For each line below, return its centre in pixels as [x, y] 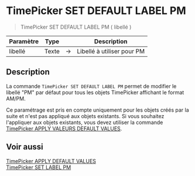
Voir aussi [25, 147]
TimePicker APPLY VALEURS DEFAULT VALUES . [64, 128]
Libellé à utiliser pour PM [111, 51]
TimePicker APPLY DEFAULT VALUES [51, 161]
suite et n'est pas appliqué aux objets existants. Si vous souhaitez [85, 116]
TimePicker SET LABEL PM [39, 167]
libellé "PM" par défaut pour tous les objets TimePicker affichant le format [95, 92]
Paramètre [24, 41]
